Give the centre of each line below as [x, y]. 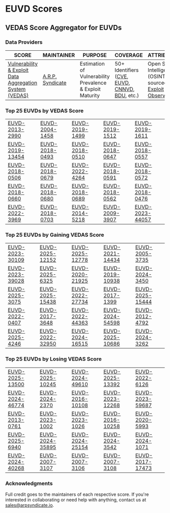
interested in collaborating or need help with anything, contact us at [76, 500]
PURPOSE [95, 55]
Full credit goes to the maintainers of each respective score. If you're [77, 494]
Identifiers [127, 70]
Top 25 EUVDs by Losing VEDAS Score [54, 359]
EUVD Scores [34, 9]
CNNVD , [125, 89]
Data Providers [24, 42]
